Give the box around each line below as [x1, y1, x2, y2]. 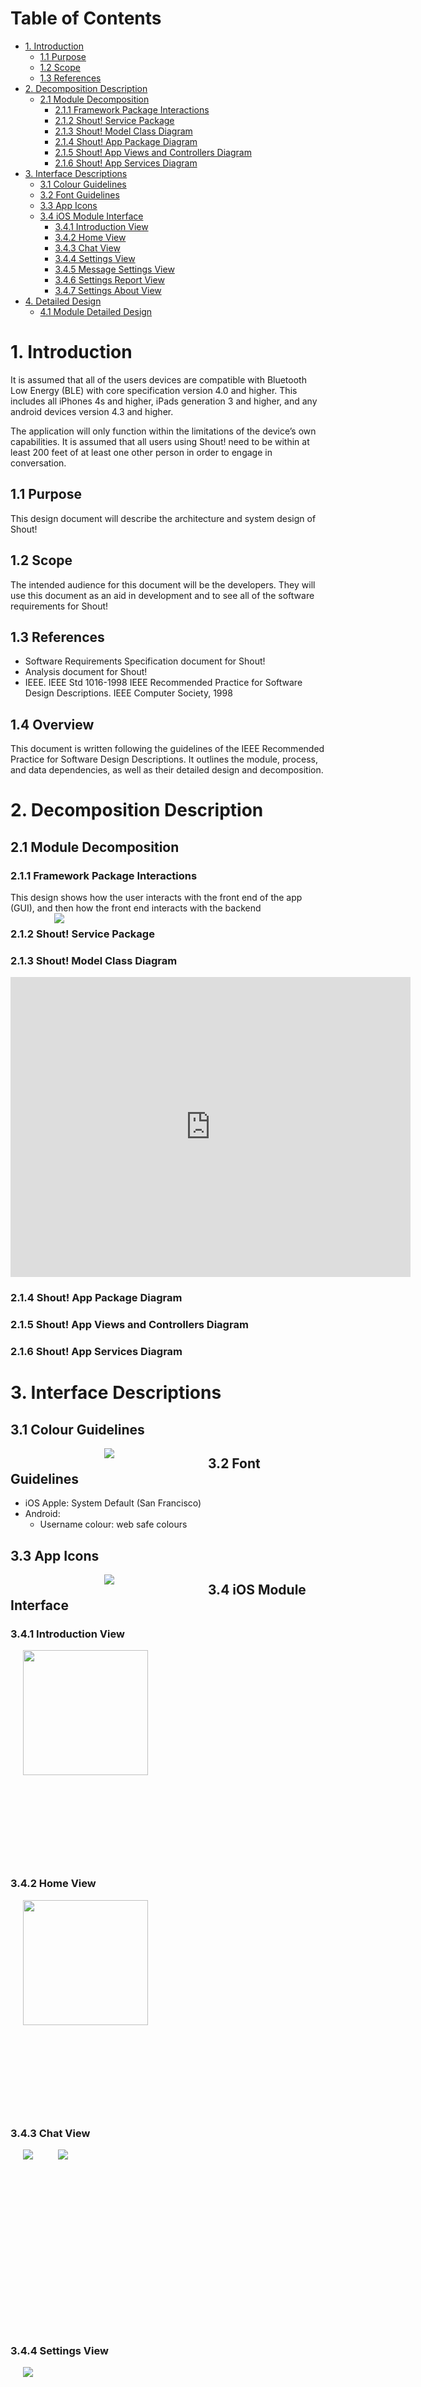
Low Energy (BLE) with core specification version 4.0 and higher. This [10, 384, 298, 396]
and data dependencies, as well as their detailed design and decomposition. [10, 764, 324, 776]
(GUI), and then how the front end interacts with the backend [10, 902, 262, 914]
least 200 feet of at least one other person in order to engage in [10, 446, 273, 458]
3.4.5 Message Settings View [54, 263, 175, 275]
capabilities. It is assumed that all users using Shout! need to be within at [10, 435, 310, 447]
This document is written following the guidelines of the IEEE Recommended [10, 743, 325, 755]
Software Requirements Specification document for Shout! [24, 655, 266, 667]
